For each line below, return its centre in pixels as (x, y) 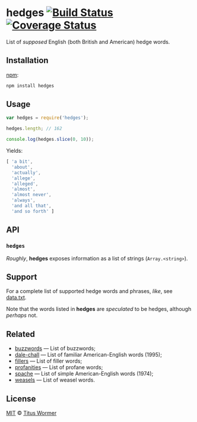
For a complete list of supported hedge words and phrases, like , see (90, 291)
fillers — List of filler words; (48, 361)
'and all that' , (31, 206)
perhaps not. (22, 316)
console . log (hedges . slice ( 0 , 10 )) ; (50, 140)
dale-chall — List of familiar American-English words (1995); (88, 355)
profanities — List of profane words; (59, 367)
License (21, 399)
